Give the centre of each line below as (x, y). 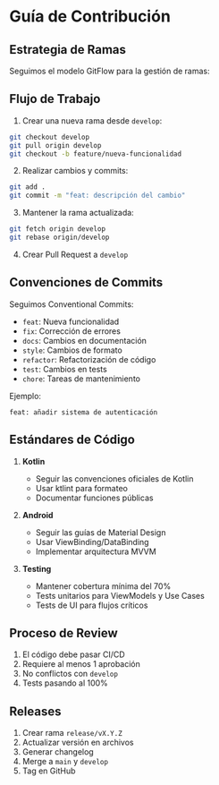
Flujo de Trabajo (55, 99)
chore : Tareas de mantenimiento (81, 379)
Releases (35, 711)
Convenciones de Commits (86, 282)
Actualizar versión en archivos (78, 742)
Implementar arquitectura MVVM (96, 551)
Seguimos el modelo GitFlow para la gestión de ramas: (109, 71)
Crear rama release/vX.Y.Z (72, 733)
